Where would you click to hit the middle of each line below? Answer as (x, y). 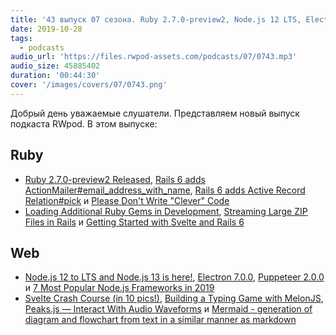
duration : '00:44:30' (55, 76)
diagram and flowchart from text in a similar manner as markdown (160, 320)
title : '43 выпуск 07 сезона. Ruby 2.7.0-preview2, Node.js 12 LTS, (156, 19)
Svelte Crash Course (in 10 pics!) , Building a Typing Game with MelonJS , (174, 298)
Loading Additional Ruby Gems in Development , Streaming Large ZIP (166, 211)
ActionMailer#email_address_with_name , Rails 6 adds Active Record (165, 190)
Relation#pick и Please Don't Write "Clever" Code (127, 200)
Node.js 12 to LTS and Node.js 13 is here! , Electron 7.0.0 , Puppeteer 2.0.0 (174, 277)
